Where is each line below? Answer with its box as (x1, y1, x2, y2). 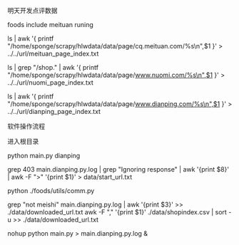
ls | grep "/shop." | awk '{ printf (7, 63, 98, 71)
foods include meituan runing (7, 21, 94, 28)
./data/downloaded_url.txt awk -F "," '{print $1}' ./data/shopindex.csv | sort (7, 208, 227, 216)
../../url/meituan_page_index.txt (7, 49, 99, 58)
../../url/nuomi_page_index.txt (7, 78, 94, 87)
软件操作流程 (7, 122, 45, 130)
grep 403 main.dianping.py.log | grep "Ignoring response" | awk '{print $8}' (7, 165, 230, 173)
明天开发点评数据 (7, 6, 58, 14)
